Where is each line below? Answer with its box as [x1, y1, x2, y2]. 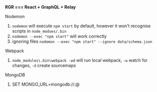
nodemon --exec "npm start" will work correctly [12, 34, 107, 39]
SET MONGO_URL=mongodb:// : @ [12, 81, 80, 87]
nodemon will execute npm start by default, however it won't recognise [12, 23, 151, 29]
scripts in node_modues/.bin [12, 28, 67, 34]
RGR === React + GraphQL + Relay [5, 4, 76, 10]
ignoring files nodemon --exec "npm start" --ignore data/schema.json [12, 38, 153, 44]
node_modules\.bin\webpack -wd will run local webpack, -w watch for [12, 57, 148, 63]
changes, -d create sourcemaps [12, 63, 76, 68]
